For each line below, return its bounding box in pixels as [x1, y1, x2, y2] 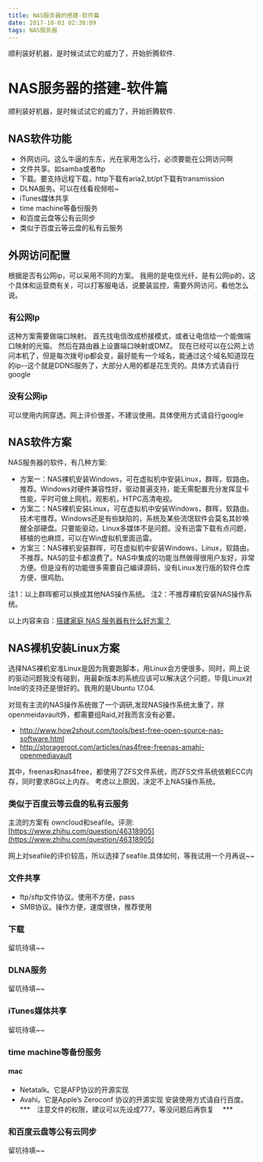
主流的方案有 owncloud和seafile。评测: [8, 817, 135, 827]
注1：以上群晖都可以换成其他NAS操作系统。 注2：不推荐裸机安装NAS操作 [8, 589, 246, 599]
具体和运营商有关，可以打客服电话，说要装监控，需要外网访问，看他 [14, 280, 236, 290]
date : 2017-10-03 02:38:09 [8, 19, 97, 27]
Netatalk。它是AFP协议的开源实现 [19, 1085, 130, 1094]
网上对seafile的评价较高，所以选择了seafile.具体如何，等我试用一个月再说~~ [8, 851, 255, 861]
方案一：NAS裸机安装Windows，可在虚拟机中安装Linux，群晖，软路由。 [19, 474, 254, 484]
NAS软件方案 [8, 435, 72, 448]
